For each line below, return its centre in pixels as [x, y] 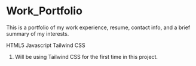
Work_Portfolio [44, 11]
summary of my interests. [38, 33]
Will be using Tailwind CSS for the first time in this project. [86, 56]
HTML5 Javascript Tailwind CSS [46, 45]
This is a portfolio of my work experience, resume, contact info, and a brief [98, 27]
